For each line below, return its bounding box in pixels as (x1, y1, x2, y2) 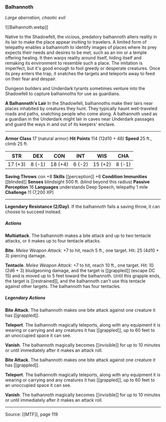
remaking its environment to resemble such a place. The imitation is (5, 60, 143, 66)
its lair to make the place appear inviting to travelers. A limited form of (5, 39, 147, 45)
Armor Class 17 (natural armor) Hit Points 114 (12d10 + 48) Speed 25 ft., (5, 136, 152, 141)
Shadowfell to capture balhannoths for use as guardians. (5, 91, 121, 97)
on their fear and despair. (5, 76, 57, 82)
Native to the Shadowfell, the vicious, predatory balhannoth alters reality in (5, 34, 157, 40)
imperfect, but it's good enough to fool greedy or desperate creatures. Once (5, 65, 161, 71)
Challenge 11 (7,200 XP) (5, 189, 54, 195)
